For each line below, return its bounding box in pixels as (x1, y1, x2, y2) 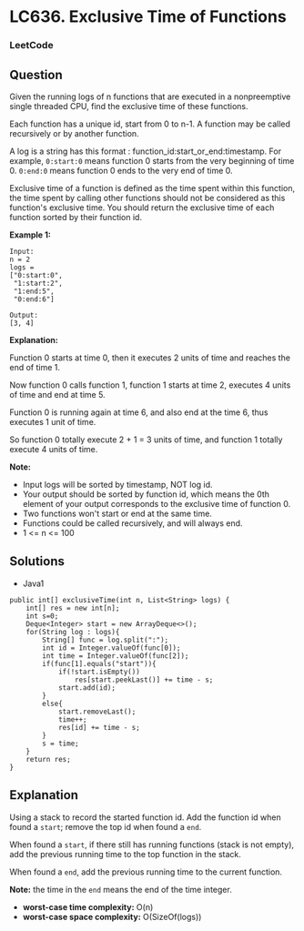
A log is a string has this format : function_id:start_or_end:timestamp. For (9, 146, 282, 157)
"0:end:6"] (13, 294, 55, 304)
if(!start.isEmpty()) (57, 667, 141, 676)
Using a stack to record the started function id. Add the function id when (9, 812, 281, 823)
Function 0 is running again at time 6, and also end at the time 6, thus (9, 407, 269, 418)
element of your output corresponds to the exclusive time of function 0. (22, 498, 291, 509)
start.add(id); (57, 683, 117, 693)
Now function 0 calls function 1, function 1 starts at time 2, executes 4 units (9, 379, 291, 390)
